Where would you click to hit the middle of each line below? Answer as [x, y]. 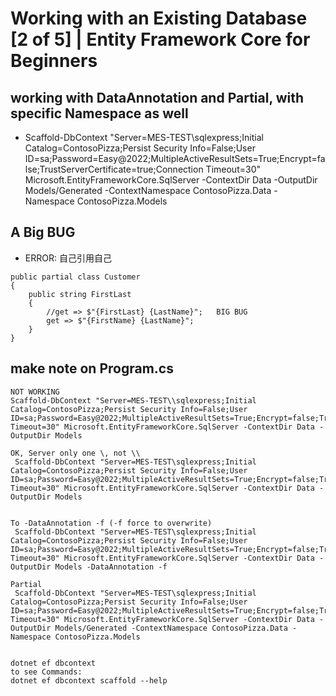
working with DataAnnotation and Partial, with [157, 97]
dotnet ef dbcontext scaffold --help [89, 680]
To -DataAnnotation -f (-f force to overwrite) [111, 523]
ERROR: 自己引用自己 [68, 258]
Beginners [54, 61]
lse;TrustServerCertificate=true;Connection [114, 169]
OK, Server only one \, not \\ [75, 453]
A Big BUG [43, 232]
